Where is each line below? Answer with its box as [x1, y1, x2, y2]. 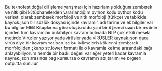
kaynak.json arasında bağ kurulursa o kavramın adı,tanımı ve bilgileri [5, 56, 142, 61]
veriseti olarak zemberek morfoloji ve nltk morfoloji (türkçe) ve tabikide [5, 14, 146, 20]
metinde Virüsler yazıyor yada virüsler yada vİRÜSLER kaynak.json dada [5, 35, 149, 41]
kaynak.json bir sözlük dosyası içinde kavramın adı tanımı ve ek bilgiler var [5, 19, 154, 25]
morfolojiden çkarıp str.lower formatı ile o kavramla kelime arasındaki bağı [5, 45, 152, 51]
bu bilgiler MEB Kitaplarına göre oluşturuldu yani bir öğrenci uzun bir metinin [5, 25, 158, 30]
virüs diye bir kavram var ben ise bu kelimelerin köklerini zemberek [5, 40, 139, 45]
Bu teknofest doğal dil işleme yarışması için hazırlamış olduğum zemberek [5, 4, 153, 10]
